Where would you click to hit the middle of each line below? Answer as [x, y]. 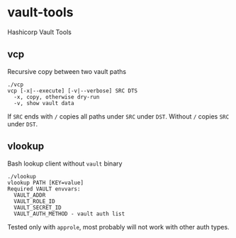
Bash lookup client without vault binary [65, 163]
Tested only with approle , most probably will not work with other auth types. [118, 227]
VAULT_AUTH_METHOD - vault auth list [69, 214]
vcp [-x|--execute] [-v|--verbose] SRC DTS [73, 91]
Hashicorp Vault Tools [40, 32]
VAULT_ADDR [30, 195]
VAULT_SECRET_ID [38, 207]
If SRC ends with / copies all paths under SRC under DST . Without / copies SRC [118, 116]
